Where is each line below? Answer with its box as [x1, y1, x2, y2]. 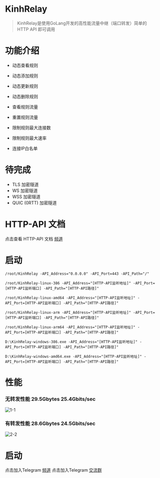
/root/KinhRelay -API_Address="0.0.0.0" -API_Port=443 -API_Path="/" [5, 271, 150, 276]
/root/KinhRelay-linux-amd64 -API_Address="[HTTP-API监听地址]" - [5, 295, 140, 300]
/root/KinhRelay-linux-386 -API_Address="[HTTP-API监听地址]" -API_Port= [5, 281, 155, 285]
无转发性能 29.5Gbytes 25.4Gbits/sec [5, 395, 96, 402]
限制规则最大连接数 [12, 125, 51, 130]
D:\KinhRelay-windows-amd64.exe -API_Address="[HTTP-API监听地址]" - [5, 354, 146, 359]
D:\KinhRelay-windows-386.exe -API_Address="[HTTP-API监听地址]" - [5, 339, 142, 344]
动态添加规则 [12, 72, 38, 79]
